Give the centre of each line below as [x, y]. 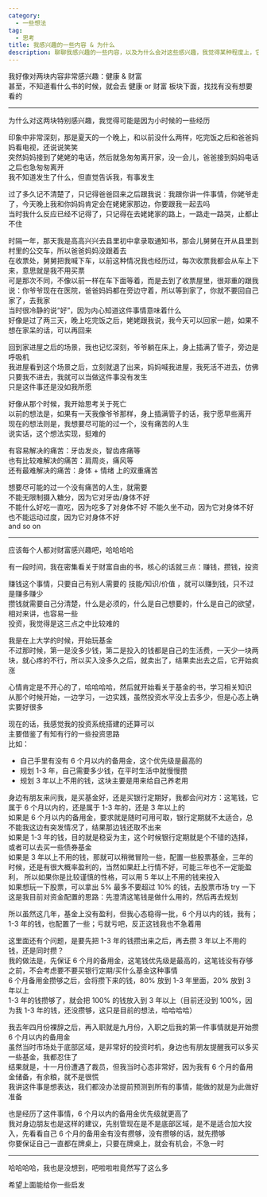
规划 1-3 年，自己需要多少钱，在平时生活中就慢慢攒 [104, 771]
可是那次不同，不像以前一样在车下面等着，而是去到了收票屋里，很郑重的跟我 [133, 280]
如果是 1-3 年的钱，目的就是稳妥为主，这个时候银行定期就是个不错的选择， [130, 837]
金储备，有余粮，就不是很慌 [54, 1077]
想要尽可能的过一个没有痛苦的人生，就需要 [78, 487]
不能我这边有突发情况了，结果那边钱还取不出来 [85, 827]
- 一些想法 [31, 23]
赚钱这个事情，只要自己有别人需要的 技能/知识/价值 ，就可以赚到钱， [120, 584]
